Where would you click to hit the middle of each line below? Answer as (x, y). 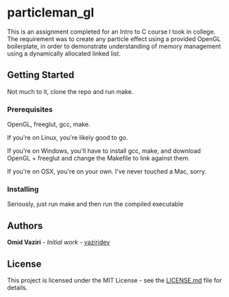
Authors (25, 225)
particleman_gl (51, 13)
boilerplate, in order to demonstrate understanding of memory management (114, 46)
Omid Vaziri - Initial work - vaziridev (59, 242)
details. (17, 287)
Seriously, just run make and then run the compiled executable (95, 204)
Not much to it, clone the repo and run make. (70, 91)
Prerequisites (30, 109)
